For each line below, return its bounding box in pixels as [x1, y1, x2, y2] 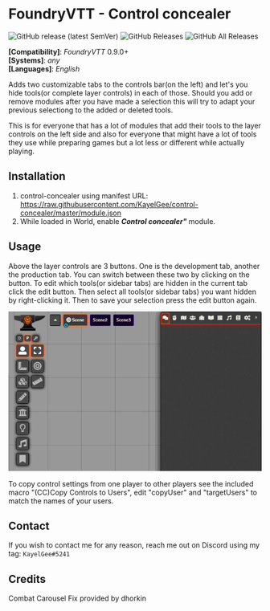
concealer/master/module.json [19, 208, 122, 218]
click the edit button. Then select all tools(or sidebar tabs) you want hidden [8, 287, 257, 296]
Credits [8, 572, 47, 586]
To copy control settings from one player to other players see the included [8, 479, 254, 488]
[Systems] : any [8, 55, 60, 65]
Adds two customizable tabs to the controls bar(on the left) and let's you [8, 79, 248, 89]
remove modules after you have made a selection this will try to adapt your [8, 96, 256, 106]
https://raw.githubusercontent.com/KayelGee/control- [19, 199, 198, 209]
